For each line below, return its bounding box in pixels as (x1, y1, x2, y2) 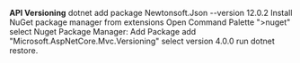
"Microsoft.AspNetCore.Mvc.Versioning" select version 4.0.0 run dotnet (9, 35, 276, 46)
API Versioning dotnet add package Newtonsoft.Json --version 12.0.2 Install (9, 8, 293, 18)
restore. (9, 45, 39, 56)
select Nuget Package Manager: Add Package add (9, 27, 197, 36)
